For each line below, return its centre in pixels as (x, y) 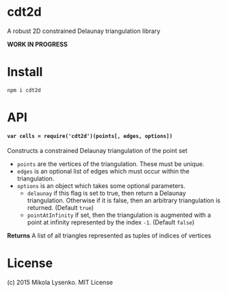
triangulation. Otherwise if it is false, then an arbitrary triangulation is (124, 200)
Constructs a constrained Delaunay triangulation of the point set (97, 151)
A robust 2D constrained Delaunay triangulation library (84, 31)
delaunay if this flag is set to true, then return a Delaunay (107, 194)
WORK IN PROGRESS (38, 44)
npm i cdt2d (24, 90)
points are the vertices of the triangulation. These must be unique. (111, 164)
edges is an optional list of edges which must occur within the (103, 172)
